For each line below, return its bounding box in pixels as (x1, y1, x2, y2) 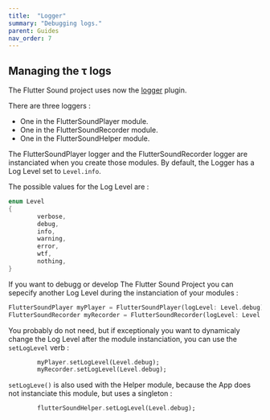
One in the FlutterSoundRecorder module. (19, 126, 158, 135)
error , (37, 242, 59, 250)
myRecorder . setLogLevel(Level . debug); (37, 365, 167, 374)
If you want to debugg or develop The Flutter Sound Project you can (8, 279, 234, 289)
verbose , (37, 212, 67, 220)
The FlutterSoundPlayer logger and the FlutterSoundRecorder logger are (8, 150, 247, 159)
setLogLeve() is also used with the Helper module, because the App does (8, 380, 252, 390)
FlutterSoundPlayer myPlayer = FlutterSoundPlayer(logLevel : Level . (8, 303, 243, 311)
